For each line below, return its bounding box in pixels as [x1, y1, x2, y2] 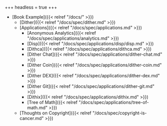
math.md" [27, 105, 48, 110]
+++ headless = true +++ [5, 5, 57, 10]
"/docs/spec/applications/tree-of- [78, 99, 149, 105]
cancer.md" [19, 115, 44, 121]
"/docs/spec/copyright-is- [92, 110, 147, 116]
